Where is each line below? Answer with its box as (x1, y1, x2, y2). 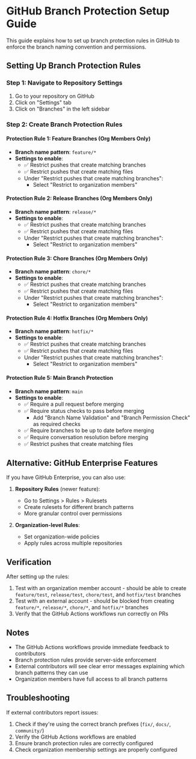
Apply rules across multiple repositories (23, 540, 123, 547)
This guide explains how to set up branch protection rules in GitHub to (6, 37, 180, 44)
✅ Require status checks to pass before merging (23, 407, 144, 414)
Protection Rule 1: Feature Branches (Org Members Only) (6, 135, 151, 142)
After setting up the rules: (6, 573, 70, 581)
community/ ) (14, 727, 44, 734)
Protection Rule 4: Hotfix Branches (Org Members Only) (6, 314, 149, 322)
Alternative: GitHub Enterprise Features (6, 458, 158, 468)
